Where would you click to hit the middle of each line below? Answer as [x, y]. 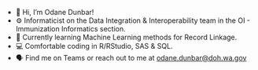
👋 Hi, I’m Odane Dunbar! [55, 12]
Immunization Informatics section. [70, 29]
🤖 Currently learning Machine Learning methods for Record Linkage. [126, 37]
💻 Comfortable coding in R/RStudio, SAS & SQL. [94, 46]
